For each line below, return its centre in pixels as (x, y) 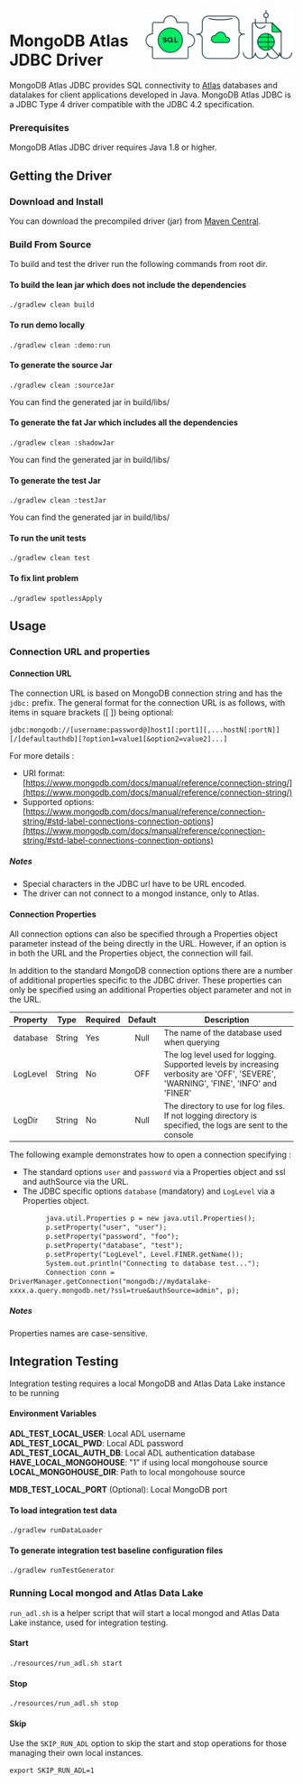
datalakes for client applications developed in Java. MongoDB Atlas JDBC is (150, 95)
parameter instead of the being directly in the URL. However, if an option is (148, 944)
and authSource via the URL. (75, 1182)
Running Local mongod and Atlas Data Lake (106, 1594)
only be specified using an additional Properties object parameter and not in (151, 990)
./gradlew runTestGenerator (62, 1571)
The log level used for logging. (220, 1055)
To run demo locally (47, 325)
